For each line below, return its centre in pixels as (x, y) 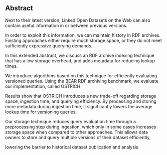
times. (11, 66)
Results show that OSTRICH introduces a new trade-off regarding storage (81, 96)
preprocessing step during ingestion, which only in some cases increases (81, 127)
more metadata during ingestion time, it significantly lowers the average (79, 106)
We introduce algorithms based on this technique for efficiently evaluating (81, 76)
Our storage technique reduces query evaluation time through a (71, 121)
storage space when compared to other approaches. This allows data (77, 132)
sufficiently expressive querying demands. (49, 46)
